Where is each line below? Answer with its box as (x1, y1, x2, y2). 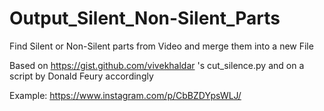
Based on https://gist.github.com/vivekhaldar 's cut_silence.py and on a (9, 59, 305, 71)
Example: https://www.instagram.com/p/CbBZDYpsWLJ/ (9, 89, 242, 101)
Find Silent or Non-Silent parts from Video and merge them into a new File (9, 40, 314, 52)
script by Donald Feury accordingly (9, 70, 154, 82)
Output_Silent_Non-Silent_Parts (9, 7, 281, 30)
